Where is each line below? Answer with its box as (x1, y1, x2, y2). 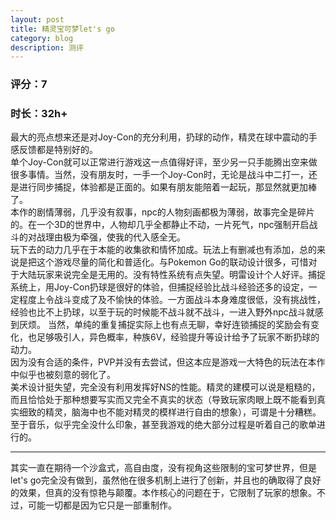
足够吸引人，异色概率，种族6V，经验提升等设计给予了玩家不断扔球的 (36, 331, 320, 343)
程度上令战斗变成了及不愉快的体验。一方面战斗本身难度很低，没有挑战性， (18, 294, 326, 306)
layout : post (10, 14, 65, 25)
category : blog (10, 33, 74, 43)
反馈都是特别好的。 (18, 144, 98, 156)
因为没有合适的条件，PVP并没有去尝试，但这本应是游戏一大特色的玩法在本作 (10, 356, 326, 368)
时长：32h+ (10, 107, 68, 121)
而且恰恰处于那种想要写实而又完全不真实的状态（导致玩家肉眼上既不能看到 (10, 394, 317, 406)
